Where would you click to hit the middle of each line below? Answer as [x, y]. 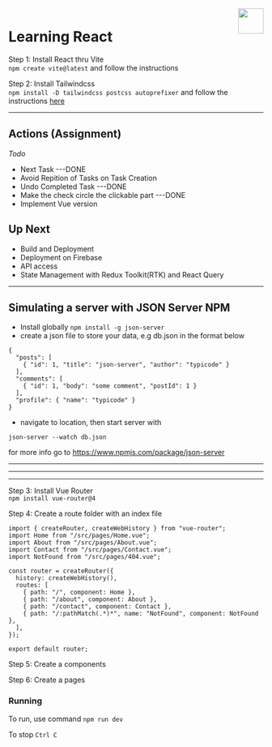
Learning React [61, 37]
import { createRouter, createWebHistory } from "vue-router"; [117, 529]
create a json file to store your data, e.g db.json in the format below [132, 336]
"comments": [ [39, 379]
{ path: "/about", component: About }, [90, 599]
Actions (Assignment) [65, 134]
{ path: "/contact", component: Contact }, [98, 607]
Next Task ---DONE [53, 169]
